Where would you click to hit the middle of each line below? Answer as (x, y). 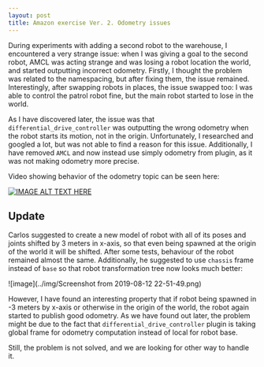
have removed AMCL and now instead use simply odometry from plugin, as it (130, 152)
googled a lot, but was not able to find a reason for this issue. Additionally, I (130, 144)
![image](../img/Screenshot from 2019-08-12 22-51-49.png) (105, 284)
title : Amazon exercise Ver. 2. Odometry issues (89, 23)
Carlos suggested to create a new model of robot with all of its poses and (127, 235)
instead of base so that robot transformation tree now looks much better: (125, 269)
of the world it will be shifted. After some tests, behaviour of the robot (121, 252)
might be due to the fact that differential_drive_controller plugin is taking (132, 324)
